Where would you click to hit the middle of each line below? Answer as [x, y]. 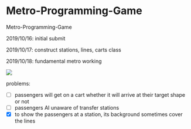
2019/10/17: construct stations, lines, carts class [64, 50]
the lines [25, 121]
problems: [18, 83]
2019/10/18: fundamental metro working [54, 61]
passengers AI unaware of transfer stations [67, 108]
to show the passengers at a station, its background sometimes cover [98, 114]
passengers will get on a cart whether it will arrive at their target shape [100, 94]
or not [22, 101]
